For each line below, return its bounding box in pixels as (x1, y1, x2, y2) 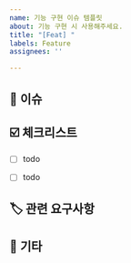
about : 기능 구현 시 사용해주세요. (9, 22, 124, 31)
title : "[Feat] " (9, 30, 76, 39)
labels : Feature (9, 38, 71, 48)
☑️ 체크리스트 (9, 125, 77, 140)
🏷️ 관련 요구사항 (9, 201, 96, 217)
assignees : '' (9, 47, 64, 56)
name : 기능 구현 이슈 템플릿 (9, 13, 103, 23)
